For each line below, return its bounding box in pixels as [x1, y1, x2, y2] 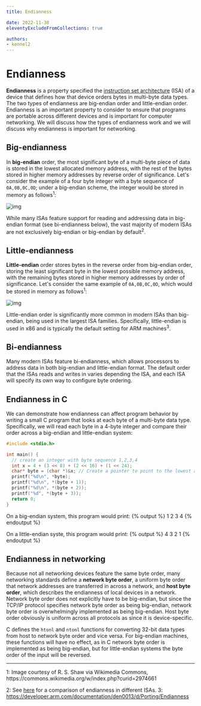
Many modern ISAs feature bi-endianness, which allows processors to [6, 358, 179, 365]
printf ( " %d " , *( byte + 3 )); [11, 490, 82, 497]
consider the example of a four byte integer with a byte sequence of [6, 177, 174, 184]
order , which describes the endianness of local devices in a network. [6, 589, 176, 596]
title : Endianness [6, 8, 52, 15]
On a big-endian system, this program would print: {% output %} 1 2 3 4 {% [6, 512, 193, 519]
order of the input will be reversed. [6, 652, 92, 659]
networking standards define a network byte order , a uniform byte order [6, 576, 185, 583]
